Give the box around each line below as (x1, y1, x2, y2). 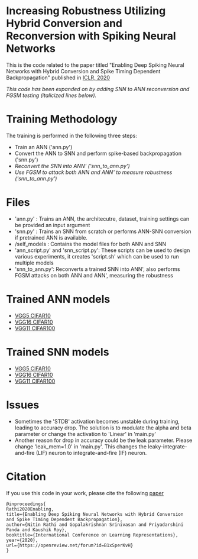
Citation (6, 470, 46, 483)
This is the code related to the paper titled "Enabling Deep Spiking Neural (6, 61, 184, 69)
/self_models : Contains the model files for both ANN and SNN (14, 240, 167, 247)
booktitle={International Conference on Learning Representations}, (6, 532, 178, 538)
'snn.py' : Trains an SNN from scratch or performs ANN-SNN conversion (14, 228, 191, 235)
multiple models (14, 259, 54, 266)
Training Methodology (6, 112, 118, 126)
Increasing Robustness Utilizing (6, 4, 166, 18)
